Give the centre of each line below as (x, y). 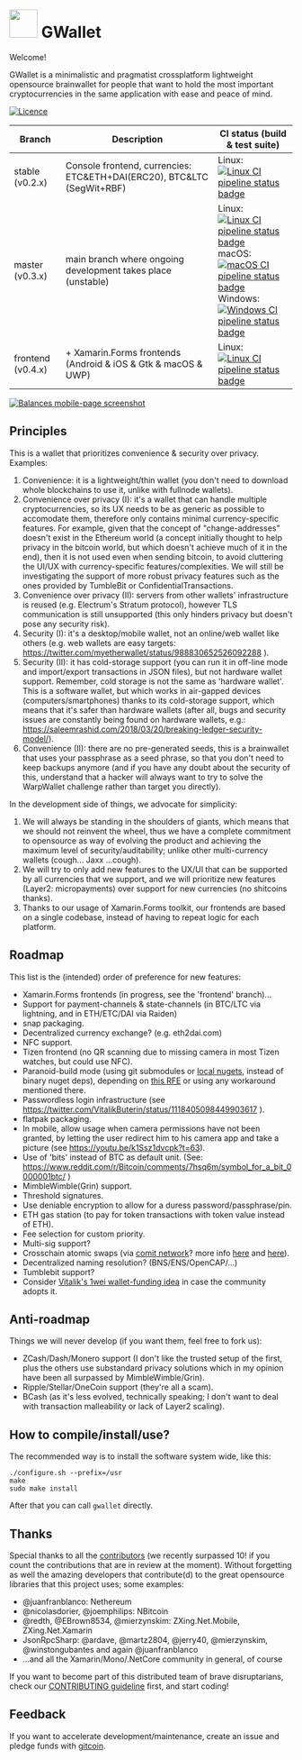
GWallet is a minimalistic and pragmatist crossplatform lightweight (131, 74)
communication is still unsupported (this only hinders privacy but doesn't (157, 614)
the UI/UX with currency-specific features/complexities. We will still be (153, 566)
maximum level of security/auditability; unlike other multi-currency (145, 850)
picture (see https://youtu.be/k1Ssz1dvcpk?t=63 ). (114, 1147)
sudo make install (44, 1489)
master (28, 264)
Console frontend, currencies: (129, 165)
